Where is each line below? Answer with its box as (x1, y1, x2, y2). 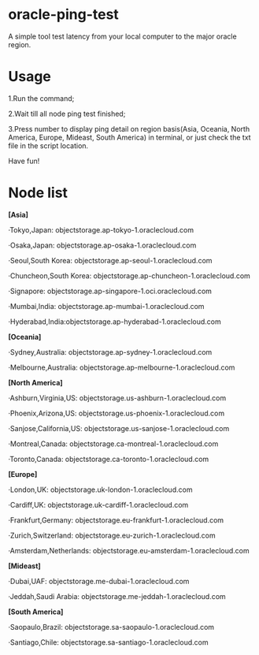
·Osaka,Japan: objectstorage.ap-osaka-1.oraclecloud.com (8, 240, 197, 250)
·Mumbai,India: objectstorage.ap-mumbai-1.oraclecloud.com (8, 301, 205, 311)
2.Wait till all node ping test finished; (8, 109, 126, 118)
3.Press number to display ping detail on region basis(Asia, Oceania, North (8, 124, 250, 133)
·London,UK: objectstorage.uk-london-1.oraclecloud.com (8, 485, 193, 494)
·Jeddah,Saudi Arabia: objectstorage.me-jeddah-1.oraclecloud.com (8, 591, 226, 601)
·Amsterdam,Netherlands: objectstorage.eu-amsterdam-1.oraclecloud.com (8, 545, 250, 555)
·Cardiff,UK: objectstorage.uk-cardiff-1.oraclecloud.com (8, 500, 189, 509)
